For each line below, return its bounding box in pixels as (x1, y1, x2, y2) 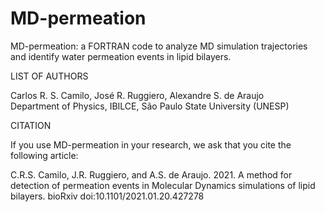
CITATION (10, 119, 52, 131)
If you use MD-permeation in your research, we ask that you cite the (10, 138, 292, 151)
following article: (10, 149, 79, 161)
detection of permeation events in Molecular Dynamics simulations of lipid (10, 179, 316, 191)
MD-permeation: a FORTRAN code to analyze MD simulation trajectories (10, 40, 308, 52)
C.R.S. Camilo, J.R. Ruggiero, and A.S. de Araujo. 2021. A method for (10, 168, 293, 181)
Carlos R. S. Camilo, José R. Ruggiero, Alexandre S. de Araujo (10, 89, 265, 101)
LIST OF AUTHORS (10, 70, 89, 82)
